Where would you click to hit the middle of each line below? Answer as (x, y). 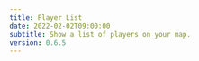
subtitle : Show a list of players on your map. (100, 34)
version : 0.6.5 (38, 43)
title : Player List (46, 17)
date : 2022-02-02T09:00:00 (60, 26)
